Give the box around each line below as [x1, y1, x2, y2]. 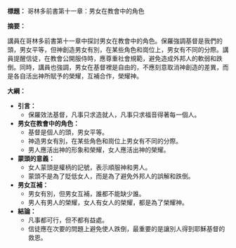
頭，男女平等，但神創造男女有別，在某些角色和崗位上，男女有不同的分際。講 [7, 46, 229, 53]
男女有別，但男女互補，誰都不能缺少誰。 [27, 190, 145, 197]
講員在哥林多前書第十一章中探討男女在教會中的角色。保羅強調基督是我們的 [7, 37, 223, 45]
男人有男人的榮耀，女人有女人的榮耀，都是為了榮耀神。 [27, 198, 188, 207]
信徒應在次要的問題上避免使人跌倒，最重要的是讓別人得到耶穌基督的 [27, 225, 225, 233]
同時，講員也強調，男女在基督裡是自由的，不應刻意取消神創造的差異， [19, 63, 223, 71]
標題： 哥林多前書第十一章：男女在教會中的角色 [7, 7, 145, 15]
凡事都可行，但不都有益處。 [27, 216, 109, 224]
